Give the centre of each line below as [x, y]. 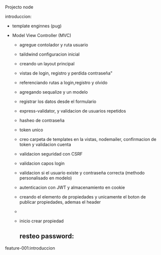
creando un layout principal [47, 64]
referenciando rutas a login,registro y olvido [63, 83]
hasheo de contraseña [42, 120]
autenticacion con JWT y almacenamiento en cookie [72, 187]
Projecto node [19, 7]
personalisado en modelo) [46, 178]
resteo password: [47, 236]
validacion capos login [42, 163]
